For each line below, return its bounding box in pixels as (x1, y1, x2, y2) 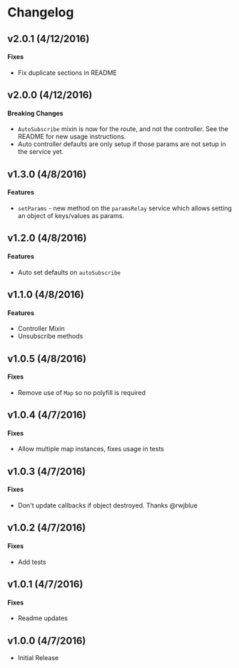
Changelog (7, 4, 74, 21)
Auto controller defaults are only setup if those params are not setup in (17, 140, 226, 148)
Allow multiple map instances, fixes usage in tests (17, 445, 164, 453)
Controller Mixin (17, 324, 66, 333)
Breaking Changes (7, 108, 63, 118)
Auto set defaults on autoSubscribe (17, 268, 121, 277)
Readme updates (17, 614, 68, 622)
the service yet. (17, 148, 64, 156)
